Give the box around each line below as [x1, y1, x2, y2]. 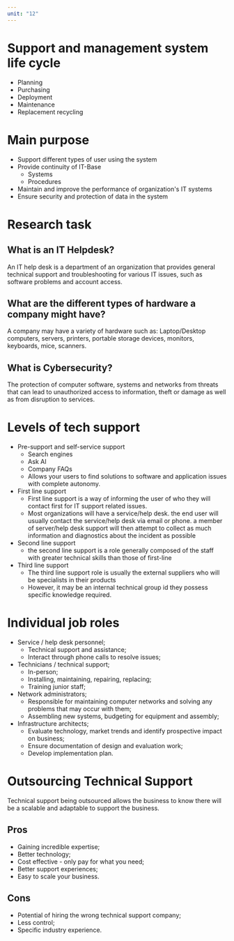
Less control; [17, 918, 55, 926]
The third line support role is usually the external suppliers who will [27, 568, 220, 577]
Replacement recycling [17, 107, 84, 116]
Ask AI [27, 458, 47, 466]
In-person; [27, 668, 58, 676]
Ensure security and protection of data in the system [17, 192, 169, 201]
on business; [27, 734, 65, 742]
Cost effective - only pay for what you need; [17, 857, 145, 866]
